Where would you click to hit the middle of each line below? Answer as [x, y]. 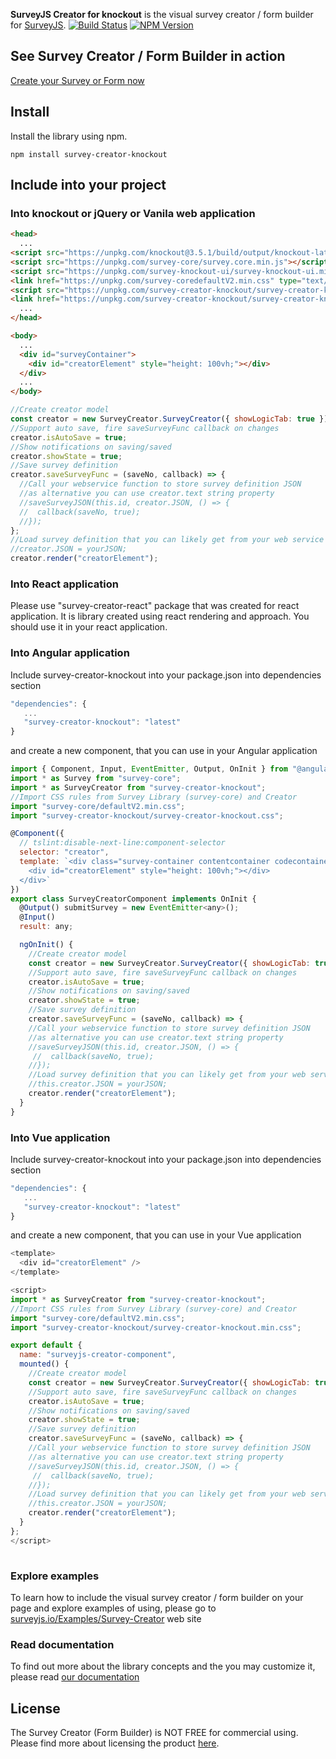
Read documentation [62, 1644]
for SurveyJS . [38, 25]
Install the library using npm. [69, 136]
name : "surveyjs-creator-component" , [98, 1355]
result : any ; [46, 927]
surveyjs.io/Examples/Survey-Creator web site [106, 1618]
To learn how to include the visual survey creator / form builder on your [157, 1597]
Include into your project [88, 185]
